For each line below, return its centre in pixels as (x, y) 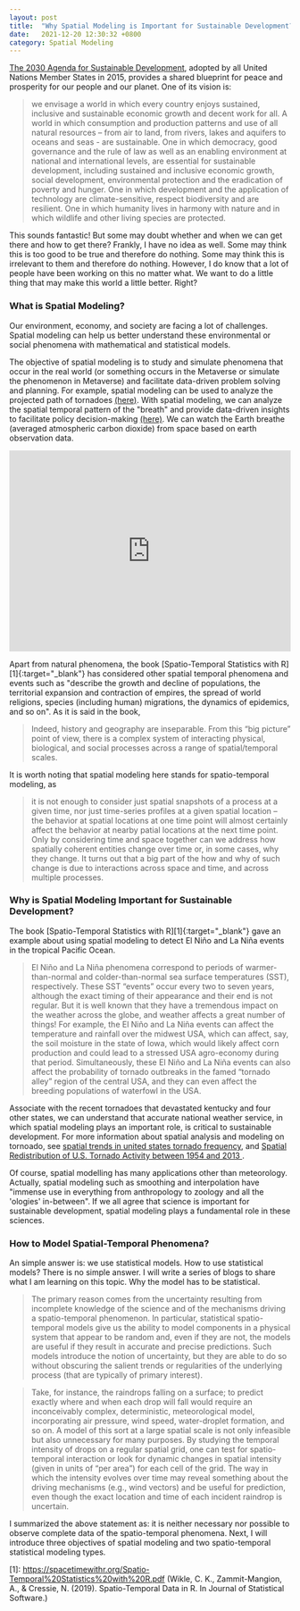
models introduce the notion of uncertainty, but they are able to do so (159, 1356)
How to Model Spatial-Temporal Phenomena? (109, 1243)
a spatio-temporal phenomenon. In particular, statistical (133, 1318)
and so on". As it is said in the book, (75, 711)
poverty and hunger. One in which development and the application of (160, 189)
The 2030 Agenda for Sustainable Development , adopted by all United (138, 68)
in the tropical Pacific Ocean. (62, 950)
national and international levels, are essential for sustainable (143, 161)
